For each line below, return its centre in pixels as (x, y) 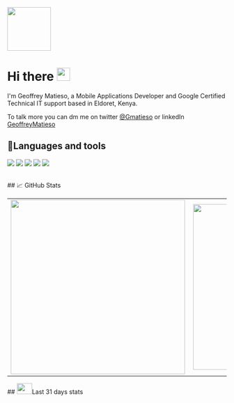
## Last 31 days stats (45, 391)
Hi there (31, 77)
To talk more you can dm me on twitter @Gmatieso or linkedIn (96, 116)
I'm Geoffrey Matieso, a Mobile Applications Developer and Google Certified (116, 96)
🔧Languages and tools (57, 146)
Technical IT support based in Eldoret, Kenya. (72, 103)
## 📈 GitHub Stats (34, 185)
